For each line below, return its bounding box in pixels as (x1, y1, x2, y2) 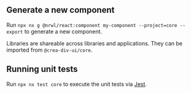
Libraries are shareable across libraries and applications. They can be (6, 39, 183, 47)
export (6, 29, 23, 35)
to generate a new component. (24, 28, 103, 35)
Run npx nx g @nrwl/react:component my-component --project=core (6, 21, 177, 28)
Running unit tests (6, 64, 78, 74)
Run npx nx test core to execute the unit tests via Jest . (6, 80, 147, 88)
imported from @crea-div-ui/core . (6, 46, 93, 53)
